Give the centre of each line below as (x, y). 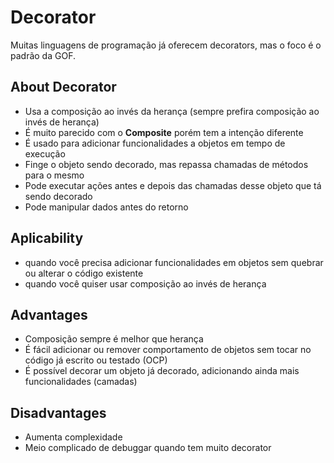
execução (45, 153)
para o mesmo (54, 175)
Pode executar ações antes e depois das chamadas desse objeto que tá (173, 185)
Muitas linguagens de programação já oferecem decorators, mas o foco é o (166, 45)
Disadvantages (58, 412)
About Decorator (63, 87)
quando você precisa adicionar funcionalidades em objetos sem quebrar (174, 262)
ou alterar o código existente (84, 273)
